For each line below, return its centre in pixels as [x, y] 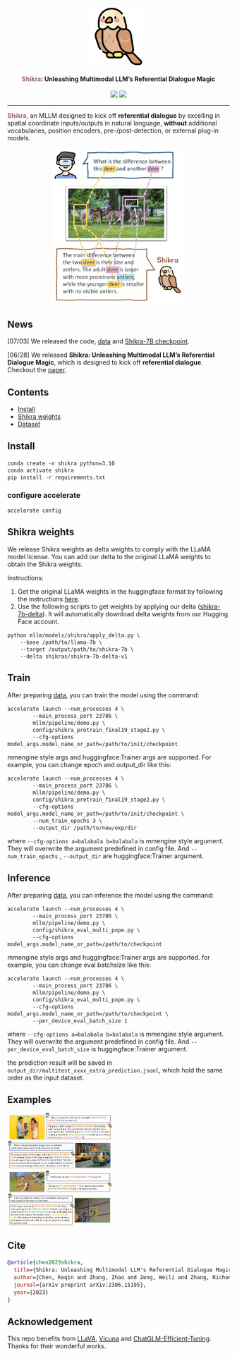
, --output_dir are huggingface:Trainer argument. [132, 856]
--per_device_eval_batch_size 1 [80, 1021]
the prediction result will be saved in [60, 1063]
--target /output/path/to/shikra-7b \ [77, 649]
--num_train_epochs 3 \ [67, 821]
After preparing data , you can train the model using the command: [103, 695]
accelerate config [34, 511]
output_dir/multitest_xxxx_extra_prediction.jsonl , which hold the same [115, 1070]
